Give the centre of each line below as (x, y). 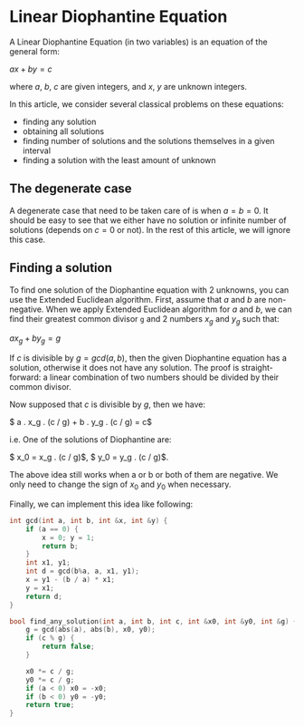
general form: (35, 51)
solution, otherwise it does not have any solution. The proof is (124, 368)
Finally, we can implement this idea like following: (101, 504)
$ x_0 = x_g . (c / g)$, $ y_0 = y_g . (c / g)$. (89, 457)
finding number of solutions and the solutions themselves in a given (148, 140)
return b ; (60, 546)
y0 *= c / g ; (50, 680)
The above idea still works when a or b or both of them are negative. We (144, 475)
